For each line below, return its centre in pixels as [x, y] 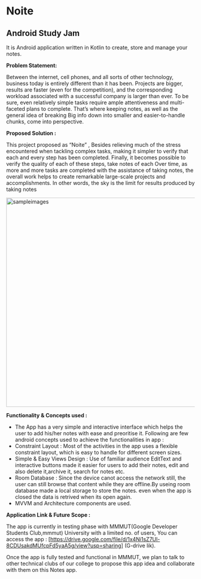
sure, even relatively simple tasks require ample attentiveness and [87, 102]
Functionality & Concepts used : [47, 415]
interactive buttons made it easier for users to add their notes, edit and [102, 465]
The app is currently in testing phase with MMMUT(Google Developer [92, 526]
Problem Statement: [32, 65]
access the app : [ [28, 539]
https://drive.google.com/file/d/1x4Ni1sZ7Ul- [105, 539]
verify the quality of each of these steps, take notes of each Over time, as [97, 164]
